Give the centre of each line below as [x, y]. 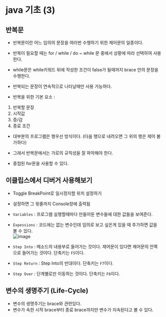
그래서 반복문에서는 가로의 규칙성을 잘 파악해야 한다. [63, 153]
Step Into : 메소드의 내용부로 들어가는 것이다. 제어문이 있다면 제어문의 [81, 247]
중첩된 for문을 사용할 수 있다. [41, 163]
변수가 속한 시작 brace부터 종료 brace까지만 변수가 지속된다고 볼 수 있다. [83, 310]
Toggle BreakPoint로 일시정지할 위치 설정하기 [57, 193]
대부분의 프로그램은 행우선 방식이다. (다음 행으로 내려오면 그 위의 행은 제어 [84, 136]
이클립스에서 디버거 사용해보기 [49, 180]
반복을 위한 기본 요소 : [34, 97]
